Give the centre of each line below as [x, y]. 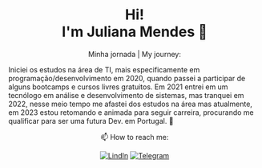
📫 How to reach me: [135, 137]
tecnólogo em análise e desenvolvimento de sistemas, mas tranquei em [126, 95]
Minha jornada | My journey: [135, 54]
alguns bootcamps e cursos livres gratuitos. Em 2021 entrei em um [118, 87]
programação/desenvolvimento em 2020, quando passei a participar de [127, 78]
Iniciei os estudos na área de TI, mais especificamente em [104, 69]
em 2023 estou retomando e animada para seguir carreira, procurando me [131, 112]
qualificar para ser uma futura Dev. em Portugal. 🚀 [91, 121]
